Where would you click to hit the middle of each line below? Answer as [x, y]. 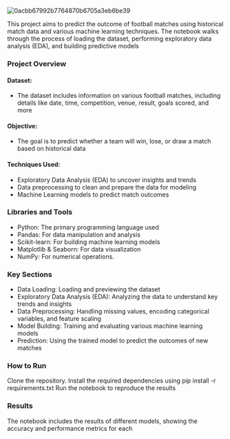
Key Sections [30, 274]
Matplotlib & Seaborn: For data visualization [79, 249]
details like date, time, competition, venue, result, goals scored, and [113, 103]
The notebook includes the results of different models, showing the [102, 421]
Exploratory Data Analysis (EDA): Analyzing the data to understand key [117, 297]
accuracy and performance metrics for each [70, 428]
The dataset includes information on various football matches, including [119, 96]
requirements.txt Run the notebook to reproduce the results [92, 388]
